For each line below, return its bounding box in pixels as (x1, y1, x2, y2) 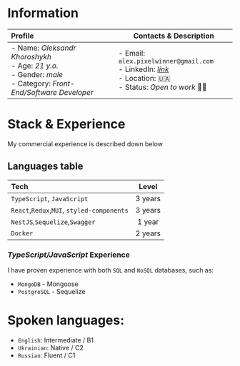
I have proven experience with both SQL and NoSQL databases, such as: (7, 265, 214, 274)
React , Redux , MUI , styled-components (11, 205, 129, 215)
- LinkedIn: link (118, 64, 169, 74)
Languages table (7, 161, 84, 173)
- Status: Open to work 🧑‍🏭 (118, 82, 207, 92)
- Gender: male (11, 69, 64, 79)
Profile (11, 31, 34, 41)
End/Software (11, 87, 58, 97)
